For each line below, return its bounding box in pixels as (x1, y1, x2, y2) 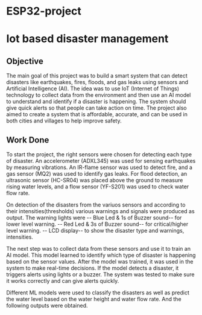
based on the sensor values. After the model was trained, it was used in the (6, 258, 194, 265)
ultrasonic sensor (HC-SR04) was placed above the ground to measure (6, 177, 183, 184)
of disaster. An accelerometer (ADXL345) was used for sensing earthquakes (6, 157, 196, 164)
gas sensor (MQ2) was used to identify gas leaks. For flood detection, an (6, 170, 188, 177)
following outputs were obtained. (6, 302, 89, 309)
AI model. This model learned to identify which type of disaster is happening (6, 251, 196, 259)
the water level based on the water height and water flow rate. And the (6, 296, 182, 302)
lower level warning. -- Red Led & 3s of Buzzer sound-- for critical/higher (6, 220, 189, 228)
